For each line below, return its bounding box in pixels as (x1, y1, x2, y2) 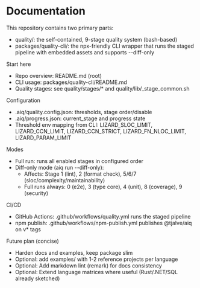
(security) (23, 189, 49, 197)
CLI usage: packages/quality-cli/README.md (14, 78, 128, 86)
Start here (6, 60, 31, 68)
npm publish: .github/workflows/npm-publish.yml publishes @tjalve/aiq (14, 219, 192, 226)
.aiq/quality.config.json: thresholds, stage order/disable (14, 108, 152, 115)
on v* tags (14, 225, 41, 233)
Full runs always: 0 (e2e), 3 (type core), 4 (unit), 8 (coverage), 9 (23, 183, 183, 190)
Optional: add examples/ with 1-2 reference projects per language (14, 255, 178, 263)
